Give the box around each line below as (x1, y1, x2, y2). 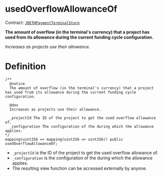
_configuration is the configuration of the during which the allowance (12, 155, 153, 161)
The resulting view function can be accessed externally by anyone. (12, 165, 147, 171)
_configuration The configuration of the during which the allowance (9, 124, 154, 129)
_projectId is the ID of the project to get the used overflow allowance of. (12, 150, 159, 155)
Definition (5, 61, 46, 72)
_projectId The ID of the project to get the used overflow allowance (9, 115, 156, 120)
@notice (9, 81, 25, 86)
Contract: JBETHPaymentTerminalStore (5, 20, 80, 25)
